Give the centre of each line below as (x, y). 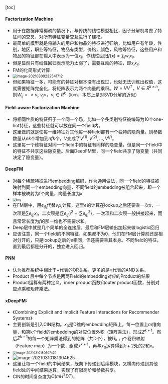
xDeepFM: (16, 300)
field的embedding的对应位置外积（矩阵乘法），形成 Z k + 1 (95, 331)
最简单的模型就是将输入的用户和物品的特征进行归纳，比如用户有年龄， (85, 43)
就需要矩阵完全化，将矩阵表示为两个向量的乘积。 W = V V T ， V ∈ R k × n (85, 88)
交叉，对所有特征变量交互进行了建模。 (65, 37)
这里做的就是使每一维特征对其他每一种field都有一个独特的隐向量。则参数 (87, 132)
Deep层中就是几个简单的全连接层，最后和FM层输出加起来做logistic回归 (86, 227)
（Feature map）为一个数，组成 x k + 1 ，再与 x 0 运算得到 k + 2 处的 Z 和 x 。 (85, 346)
